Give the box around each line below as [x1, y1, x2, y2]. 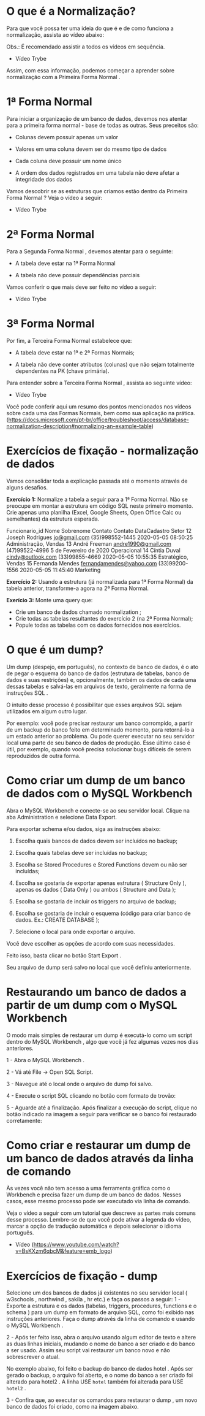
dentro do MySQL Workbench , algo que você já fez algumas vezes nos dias [6, 1038, 199, 1045]
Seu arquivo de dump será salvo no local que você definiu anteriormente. [6, 963, 192, 971]
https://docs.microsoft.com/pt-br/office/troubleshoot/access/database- [8, 416, 190, 423]
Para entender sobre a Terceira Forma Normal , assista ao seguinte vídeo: [6, 379, 192, 386]
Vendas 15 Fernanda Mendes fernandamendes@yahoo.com [6, 559, 157, 567]
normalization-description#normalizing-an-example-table [6, 422, 152, 430]
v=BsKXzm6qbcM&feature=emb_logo [15, 1247, 111, 1255]
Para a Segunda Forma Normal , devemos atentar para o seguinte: [6, 247, 173, 255]
